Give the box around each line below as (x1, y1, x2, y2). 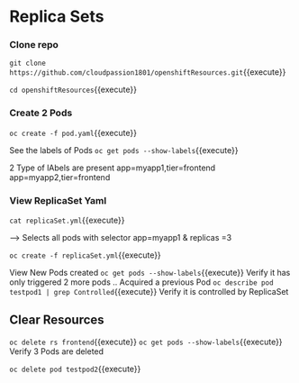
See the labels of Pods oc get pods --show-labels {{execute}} (9, 144, 239, 155)
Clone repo (9, 39, 59, 51)
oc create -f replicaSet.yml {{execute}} (9, 250, 162, 260)
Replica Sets (9, 6, 104, 27)
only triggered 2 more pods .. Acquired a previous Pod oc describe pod (9, 277, 274, 287)
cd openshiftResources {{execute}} (9, 84, 138, 96)
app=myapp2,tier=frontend (9, 171, 111, 182)
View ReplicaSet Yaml (9, 194, 107, 206)
